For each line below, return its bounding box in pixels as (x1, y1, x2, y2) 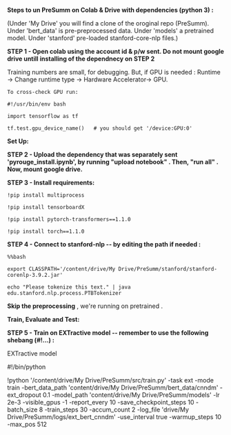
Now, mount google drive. (7, 165, 83, 173)
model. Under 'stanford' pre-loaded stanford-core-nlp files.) (7, 34, 179, 42)
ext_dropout (7, 391, 41, 399)
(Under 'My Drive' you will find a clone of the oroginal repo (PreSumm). (7, 19, 210, 27)
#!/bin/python (7, 362, 46, 371)
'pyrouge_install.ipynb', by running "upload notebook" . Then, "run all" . (7, 158, 219, 166)
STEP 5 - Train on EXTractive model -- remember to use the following (7, 329, 209, 337)
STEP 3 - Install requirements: (7, 179, 95, 186)
